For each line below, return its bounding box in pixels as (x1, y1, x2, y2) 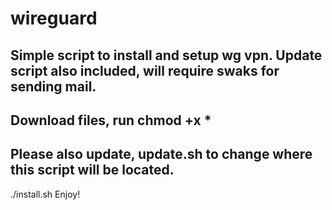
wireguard (10, 7, 98, 30)
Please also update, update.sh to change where (10, 146, 313, 163)
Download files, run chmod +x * (10, 112, 212, 129)
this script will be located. (10, 162, 175, 179)
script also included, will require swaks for (10, 62, 280, 79)
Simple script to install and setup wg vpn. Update (10, 47, 323, 64)
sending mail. (10, 78, 97, 95)
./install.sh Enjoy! (10, 188, 81, 200)
